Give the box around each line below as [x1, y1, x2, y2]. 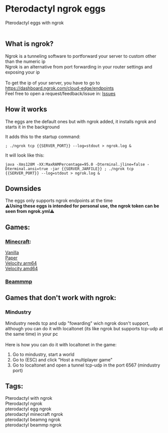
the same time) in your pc [5, 331, 58, 337]
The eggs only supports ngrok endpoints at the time [5, 197, 113, 204]
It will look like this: [5, 152, 44, 158]
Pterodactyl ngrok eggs [5, 3, 106, 15]
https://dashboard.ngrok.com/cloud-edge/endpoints [5, 85, 114, 91]
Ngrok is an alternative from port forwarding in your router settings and [5, 63, 152, 69]
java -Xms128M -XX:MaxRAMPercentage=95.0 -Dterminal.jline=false [5, 162, 145, 167]
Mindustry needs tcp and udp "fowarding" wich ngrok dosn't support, [5, 320, 150, 326]
